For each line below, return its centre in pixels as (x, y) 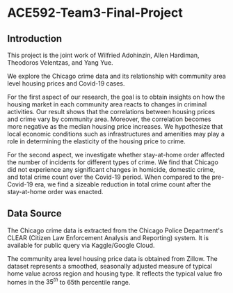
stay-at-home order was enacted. (55, 192)
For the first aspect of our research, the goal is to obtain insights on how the (116, 97)
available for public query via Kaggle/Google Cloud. (81, 245)
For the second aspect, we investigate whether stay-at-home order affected (116, 155)
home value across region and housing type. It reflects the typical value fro (115, 274)
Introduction (35, 39)
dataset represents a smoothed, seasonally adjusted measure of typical (110, 266)
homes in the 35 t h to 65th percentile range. (69, 281)
